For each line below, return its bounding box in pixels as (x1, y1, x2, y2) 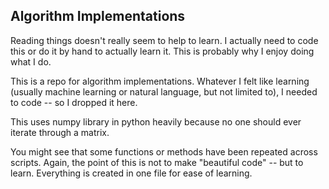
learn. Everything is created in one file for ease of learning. (10, 167, 253, 179)
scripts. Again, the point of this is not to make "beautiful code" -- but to (10, 156, 304, 168)
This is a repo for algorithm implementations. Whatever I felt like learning (10, 75, 310, 87)
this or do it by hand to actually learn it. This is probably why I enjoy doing (10, 45, 315, 57)
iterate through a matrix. (10, 126, 110, 138)
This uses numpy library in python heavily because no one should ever (10, 115, 302, 128)
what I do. (10, 55, 52, 68)
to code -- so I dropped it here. (10, 96, 138, 108)
